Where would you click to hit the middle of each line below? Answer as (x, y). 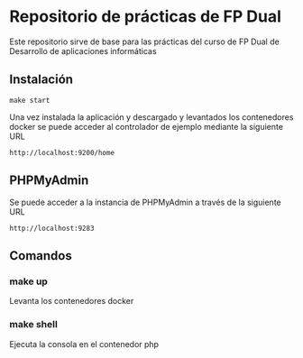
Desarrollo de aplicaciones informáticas (83, 50)
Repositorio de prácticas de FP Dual (146, 17)
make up (28, 281)
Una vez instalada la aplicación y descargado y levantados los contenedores (151, 117)
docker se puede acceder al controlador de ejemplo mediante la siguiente (147, 126)
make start (30, 100)
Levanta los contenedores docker (72, 301)
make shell (34, 325)
